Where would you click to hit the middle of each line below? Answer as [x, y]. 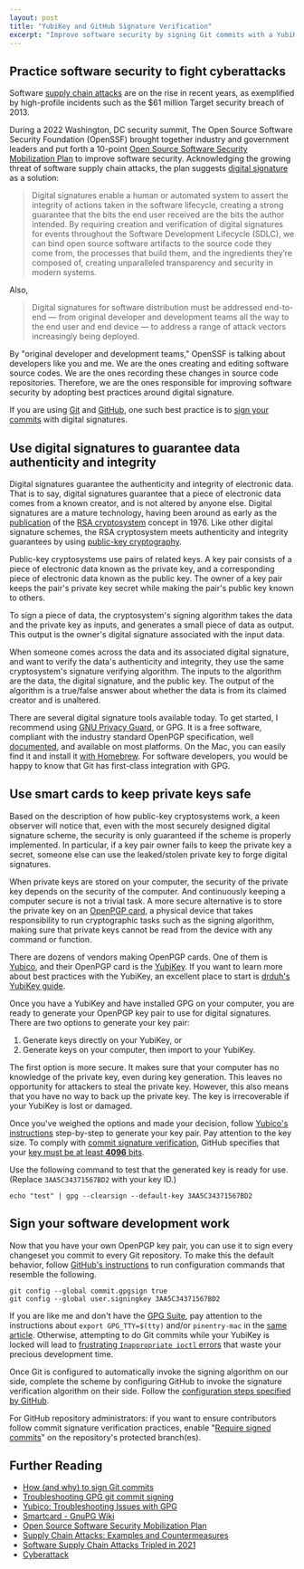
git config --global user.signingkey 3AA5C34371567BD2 [115, 1299]
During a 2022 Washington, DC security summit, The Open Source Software [152, 130]
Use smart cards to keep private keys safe [130, 794]
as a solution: [34, 178]
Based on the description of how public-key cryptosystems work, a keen [145, 816]
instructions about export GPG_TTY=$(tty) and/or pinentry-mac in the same [148, 1325]
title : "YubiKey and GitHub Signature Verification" [111, 26]
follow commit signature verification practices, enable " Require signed [140, 1428]
